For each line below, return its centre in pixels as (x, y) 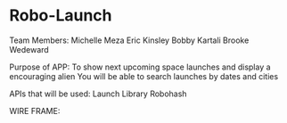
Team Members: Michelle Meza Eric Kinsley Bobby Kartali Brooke (129, 40)
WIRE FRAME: (35, 111)
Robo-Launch (61, 16)
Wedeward (29, 49)
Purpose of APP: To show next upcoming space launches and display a (140, 67)
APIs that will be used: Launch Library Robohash (98, 94)
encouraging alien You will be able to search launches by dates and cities (144, 76)
